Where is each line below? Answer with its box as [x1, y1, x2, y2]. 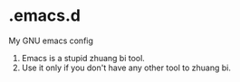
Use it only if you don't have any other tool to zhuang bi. [21, 62, 232, 73]
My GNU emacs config [8, 35, 94, 46]
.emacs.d [8, 5, 81, 26]
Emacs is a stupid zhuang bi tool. [21, 52, 146, 63]
